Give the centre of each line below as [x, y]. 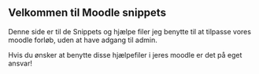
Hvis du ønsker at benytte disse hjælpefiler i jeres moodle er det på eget [125, 55]
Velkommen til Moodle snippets [87, 13]
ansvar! [20, 63]
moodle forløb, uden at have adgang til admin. [83, 40]
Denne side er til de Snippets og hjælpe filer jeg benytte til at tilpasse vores [130, 31]
